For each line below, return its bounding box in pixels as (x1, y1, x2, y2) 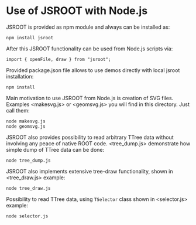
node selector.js (6, 213, 49, 219)
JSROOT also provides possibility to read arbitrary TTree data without (6, 134, 174, 141)
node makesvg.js (6, 118, 46, 124)
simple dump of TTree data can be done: (6, 146, 105, 153)
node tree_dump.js (6, 157, 51, 163)
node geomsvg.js (6, 123, 46, 129)
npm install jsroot (6, 35, 54, 40)
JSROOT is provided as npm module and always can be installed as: (6, 23, 170, 30)
